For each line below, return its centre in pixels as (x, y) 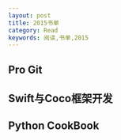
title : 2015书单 (34, 23)
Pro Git (25, 69)
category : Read (33, 30)
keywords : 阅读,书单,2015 (49, 38)
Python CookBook (54, 126)
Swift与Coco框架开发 (60, 98)
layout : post (30, 15)
